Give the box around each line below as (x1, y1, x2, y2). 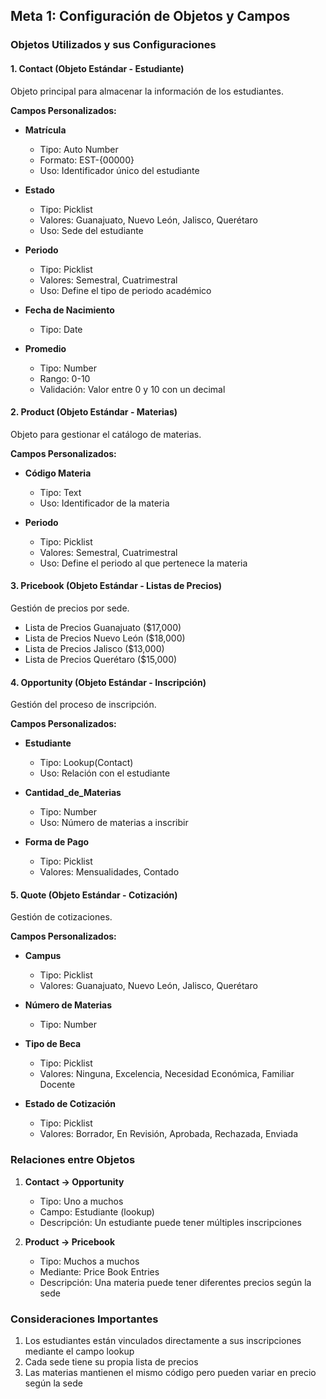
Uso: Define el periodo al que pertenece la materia (39, 557, 248, 569)
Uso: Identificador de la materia (39, 497, 170, 509)
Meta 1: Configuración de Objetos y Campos (10, 8, 291, 25)
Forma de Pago (24, 836, 90, 848)
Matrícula (24, 124, 67, 136)
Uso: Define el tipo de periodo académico (39, 284, 212, 296)
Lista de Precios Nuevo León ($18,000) (24, 632, 186, 644)
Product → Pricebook (24, 1235, 116, 1248)
